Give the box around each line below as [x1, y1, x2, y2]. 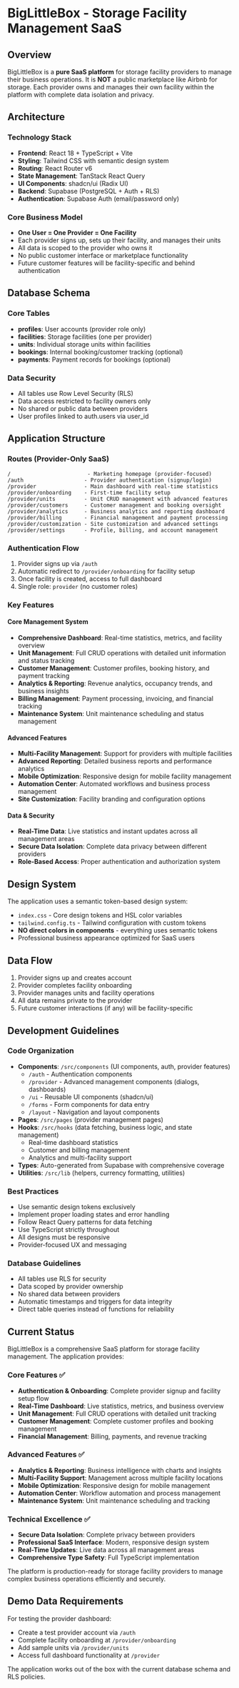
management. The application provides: [7, 1352, 125, 1361]
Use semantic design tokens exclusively [17, 1203, 136, 1211]
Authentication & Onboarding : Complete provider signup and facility [17, 1386, 221, 1395]
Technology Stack [7, 132, 72, 142]
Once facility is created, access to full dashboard [17, 574, 162, 583]
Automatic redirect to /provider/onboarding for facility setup [17, 567, 195, 575]
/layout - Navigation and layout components [28, 1108, 161, 1116]
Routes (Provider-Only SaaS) [7, 454, 109, 464]
